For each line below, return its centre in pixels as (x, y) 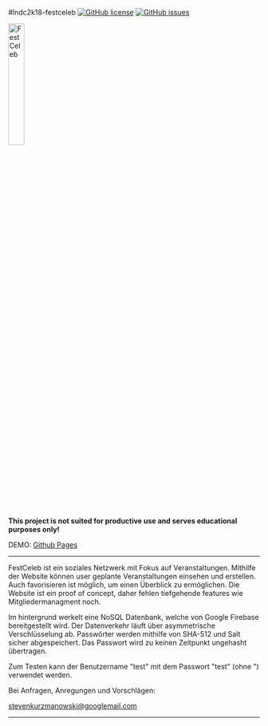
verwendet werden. (40, 675)
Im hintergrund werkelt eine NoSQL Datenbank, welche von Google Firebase (134, 617)
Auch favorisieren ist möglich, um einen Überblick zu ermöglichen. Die (124, 585)
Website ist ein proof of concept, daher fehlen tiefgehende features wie (126, 593)
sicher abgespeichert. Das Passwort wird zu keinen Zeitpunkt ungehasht (128, 643)
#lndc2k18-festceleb (42, 12)
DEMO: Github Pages (43, 545)
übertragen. (28, 651)
